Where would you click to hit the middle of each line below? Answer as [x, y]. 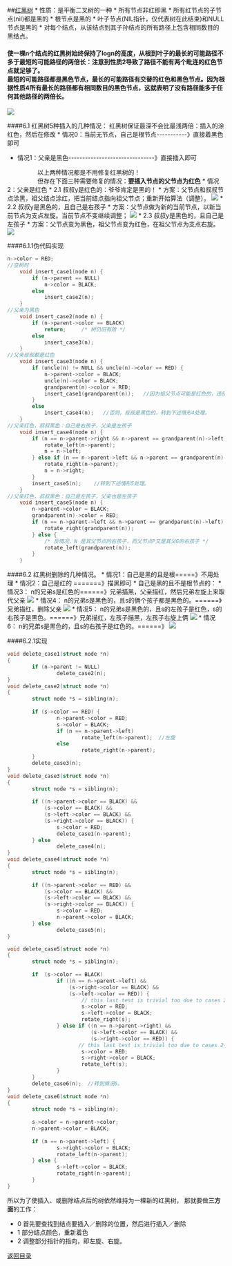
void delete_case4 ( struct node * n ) [58, 859]
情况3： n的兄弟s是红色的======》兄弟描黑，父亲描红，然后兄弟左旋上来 [113, 592]
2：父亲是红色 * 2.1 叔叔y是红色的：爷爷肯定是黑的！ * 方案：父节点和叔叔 [113, 190]
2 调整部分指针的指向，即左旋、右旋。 [71, 1240]
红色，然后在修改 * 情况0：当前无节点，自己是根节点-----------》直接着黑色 [115, 135]
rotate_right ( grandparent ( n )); [89, 528]
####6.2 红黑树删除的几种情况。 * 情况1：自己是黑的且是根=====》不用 [110, 574]
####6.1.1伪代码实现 [36, 246]
